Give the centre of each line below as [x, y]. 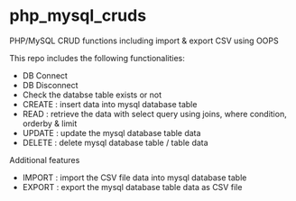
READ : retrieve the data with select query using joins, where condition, [154, 114]
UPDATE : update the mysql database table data [111, 132]
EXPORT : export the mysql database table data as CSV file [132, 187]
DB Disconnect [50, 85]
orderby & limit [50, 123]
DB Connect [45, 75]
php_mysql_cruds [78, 16]
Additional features [45, 160]
